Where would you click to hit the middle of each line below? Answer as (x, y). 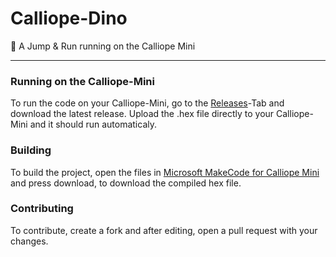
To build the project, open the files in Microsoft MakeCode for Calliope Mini (165, 172)
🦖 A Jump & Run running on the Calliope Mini (103, 46)
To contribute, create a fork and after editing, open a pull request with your (164, 230)
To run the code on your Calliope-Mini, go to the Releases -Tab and (147, 103)
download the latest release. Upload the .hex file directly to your (142, 114)
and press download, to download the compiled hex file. (126, 183)
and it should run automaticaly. (93, 124)
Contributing (42, 209)
